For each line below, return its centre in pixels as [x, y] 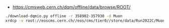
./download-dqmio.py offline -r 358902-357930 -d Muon [64, 16]
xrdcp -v [14, 21]
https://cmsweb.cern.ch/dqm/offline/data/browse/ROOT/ [71, 7]
